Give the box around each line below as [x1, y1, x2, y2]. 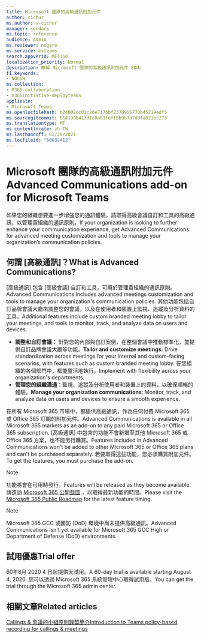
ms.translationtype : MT [6, 121, 66, 127]
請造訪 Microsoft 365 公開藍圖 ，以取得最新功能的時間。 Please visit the [6, 489, 182, 496]
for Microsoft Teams [6, 190, 109, 204]
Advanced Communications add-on [6, 178, 188, 191]
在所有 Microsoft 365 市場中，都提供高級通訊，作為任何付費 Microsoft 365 [6, 408, 190, 415]
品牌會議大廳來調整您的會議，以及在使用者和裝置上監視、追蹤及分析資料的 [11, 305, 195, 312]
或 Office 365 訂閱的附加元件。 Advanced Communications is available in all [6, 415, 193, 422]
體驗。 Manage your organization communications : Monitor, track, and [14, 388, 191, 396]
